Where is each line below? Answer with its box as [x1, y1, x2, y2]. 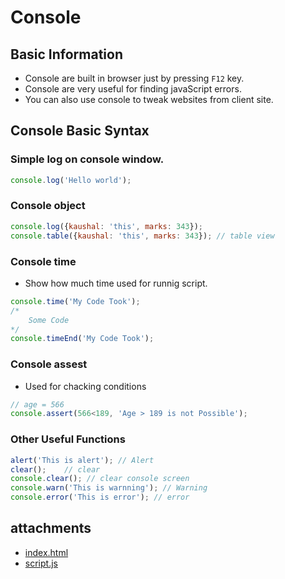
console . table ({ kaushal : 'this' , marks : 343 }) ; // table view [10, 231, 275, 241]
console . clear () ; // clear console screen [10, 474, 190, 484]
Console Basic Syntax [10, 122, 150, 140]
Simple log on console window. [10, 152, 165, 166]
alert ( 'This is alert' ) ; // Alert [10, 455, 155, 465]
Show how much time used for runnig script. [24, 277, 208, 289]
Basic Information [10, 46, 124, 63]
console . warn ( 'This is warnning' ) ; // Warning [10, 483, 208, 493]
